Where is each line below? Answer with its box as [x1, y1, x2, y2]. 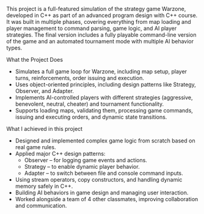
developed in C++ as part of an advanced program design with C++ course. [6, 12, 198, 19]
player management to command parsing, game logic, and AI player [6, 24, 177, 32]
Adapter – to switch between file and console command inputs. [24, 169, 183, 177]
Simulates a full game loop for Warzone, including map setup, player [15, 68, 188, 75]
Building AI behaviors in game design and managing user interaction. [15, 189, 189, 196]
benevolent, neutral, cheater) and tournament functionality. [15, 100, 164, 108]
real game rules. [15, 144, 56, 150]
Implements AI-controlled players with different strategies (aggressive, [15, 94, 194, 101]
